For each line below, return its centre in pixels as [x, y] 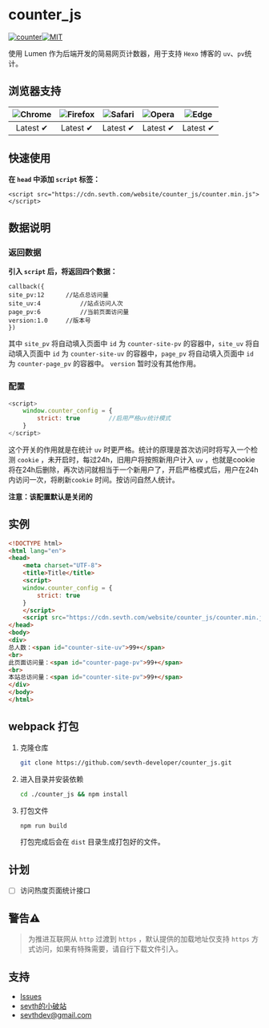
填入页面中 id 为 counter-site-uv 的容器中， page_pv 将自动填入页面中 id [134, 353]
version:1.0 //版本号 [50, 321]
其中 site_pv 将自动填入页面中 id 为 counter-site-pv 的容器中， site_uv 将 [130, 344]
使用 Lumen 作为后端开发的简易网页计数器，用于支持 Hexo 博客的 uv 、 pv [126, 53]
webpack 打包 [44, 727]
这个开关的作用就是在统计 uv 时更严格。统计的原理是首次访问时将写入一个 [130, 449]
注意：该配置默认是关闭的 [50, 496]
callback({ [26, 287]
